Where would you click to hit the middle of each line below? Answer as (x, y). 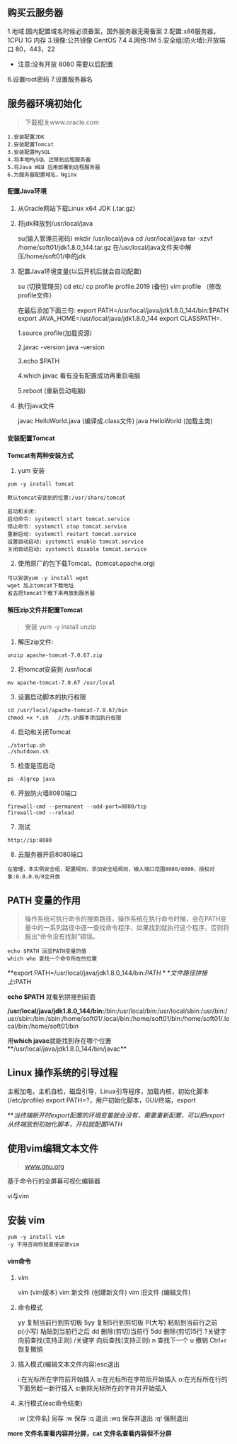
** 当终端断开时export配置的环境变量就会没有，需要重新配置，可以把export (116, 1115)
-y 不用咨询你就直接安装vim (43, 1245)
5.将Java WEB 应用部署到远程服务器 (54, 167)
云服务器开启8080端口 (50, 855)
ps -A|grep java (31, 780)
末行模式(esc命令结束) (50, 1403)
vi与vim (18, 1196)
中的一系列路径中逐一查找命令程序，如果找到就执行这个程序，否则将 (130, 928)
